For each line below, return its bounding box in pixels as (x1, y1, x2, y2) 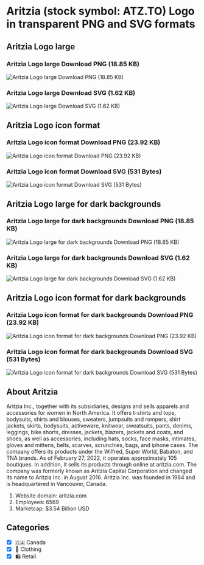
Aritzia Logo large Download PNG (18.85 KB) (6, 60, 140, 68)
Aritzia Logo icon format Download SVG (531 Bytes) (6, 167, 162, 176)
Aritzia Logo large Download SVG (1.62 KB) (6, 88, 136, 97)
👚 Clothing (15, 546, 42, 553)
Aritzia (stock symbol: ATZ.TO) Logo (6, 4, 195, 18)
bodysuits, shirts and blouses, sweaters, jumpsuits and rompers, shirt (6, 415, 181, 423)
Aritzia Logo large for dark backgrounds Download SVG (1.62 (6, 254, 190, 262)
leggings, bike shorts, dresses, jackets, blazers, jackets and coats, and (6, 428, 184, 435)
